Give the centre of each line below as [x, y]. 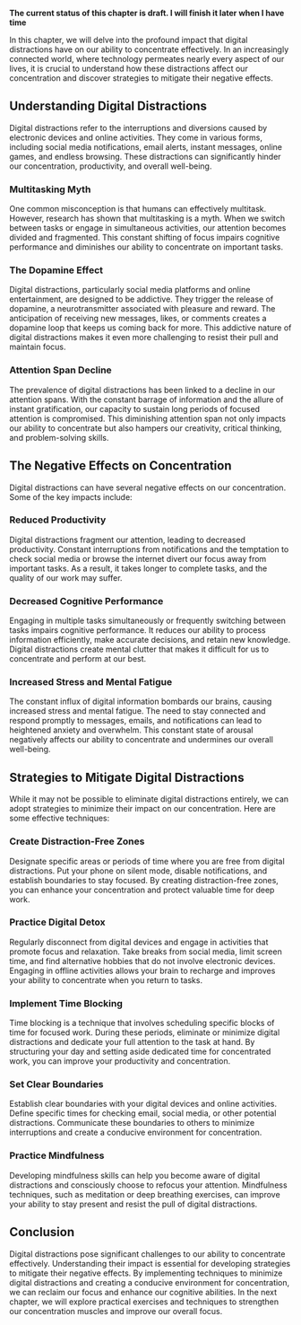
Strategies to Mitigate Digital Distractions [127, 777]
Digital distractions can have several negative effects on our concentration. [148, 487]
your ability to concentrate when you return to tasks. [106, 980]
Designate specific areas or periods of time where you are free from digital [147, 861]
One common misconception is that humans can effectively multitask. [138, 209]
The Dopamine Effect [56, 270]
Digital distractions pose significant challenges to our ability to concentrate [147, 1254]
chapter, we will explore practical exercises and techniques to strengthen [144, 1302]
